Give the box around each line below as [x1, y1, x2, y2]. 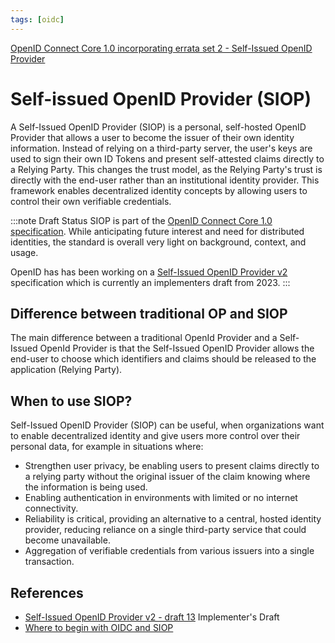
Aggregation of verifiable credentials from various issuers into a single [24, 545, 315, 557]
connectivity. [24, 502, 79, 515]
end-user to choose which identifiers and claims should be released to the [10, 353, 317, 365]
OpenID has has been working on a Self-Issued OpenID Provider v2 [10, 266, 288, 278]
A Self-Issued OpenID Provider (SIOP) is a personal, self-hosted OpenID [10, 121, 307, 133]
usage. [10, 246, 39, 258]
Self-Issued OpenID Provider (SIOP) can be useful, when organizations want [10, 419, 325, 431]
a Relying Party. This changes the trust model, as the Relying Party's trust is [10, 163, 323, 175]
